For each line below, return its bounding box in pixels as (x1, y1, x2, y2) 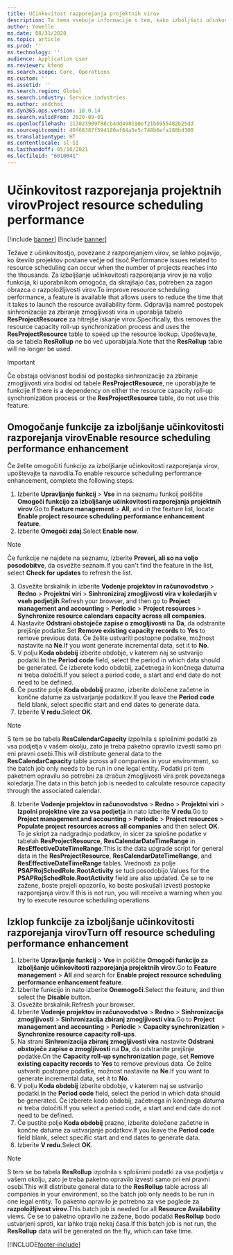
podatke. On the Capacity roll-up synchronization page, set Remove (17, 1052, 215, 1061)
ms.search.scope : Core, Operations (7, 68, 110, 75)
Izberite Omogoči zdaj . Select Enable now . (17, 527, 139, 535)
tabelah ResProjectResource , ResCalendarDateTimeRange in (17, 836, 196, 845)
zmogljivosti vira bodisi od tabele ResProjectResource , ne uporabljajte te (7, 378, 216, 387)
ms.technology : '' (7, 49, 60, 56)
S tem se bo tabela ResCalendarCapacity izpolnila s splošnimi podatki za (7, 735, 217, 743)
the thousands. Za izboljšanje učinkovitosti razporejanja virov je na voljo (7, 271, 212, 279)
